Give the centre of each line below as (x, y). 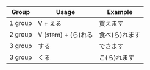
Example (120, 12)
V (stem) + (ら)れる (66, 35)
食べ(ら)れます (120, 35)
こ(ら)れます (117, 58)
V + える (50, 23)
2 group (21, 34)
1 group (21, 23)
